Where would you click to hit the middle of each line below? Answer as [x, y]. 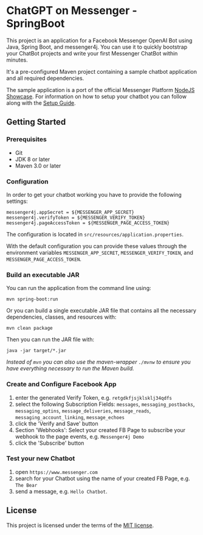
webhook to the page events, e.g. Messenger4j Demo [80, 436]
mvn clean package [29, 328]
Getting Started [36, 122]
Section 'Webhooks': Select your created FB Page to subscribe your [100, 430]
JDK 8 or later [33, 159]
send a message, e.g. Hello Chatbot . [61, 491]
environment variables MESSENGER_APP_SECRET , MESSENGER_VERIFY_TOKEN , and [100, 252]
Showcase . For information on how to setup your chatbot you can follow [97, 96]
